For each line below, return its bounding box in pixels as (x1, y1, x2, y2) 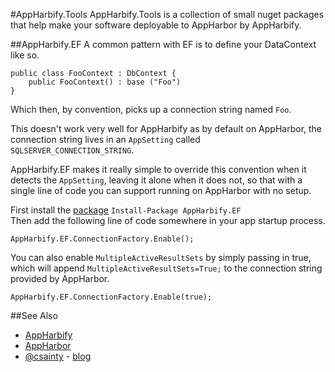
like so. (10, 49, 40, 61)
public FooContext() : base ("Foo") (28, 77, 182, 87)
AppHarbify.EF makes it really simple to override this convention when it (10, 164, 307, 175)
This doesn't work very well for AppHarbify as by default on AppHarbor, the (10, 123, 323, 134)
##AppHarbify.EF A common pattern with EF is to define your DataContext (10, 39, 317, 50)
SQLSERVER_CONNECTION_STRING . (10, 144, 135, 156)
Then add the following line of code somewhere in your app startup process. (10, 215, 326, 226)
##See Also (10, 310, 58, 321)
